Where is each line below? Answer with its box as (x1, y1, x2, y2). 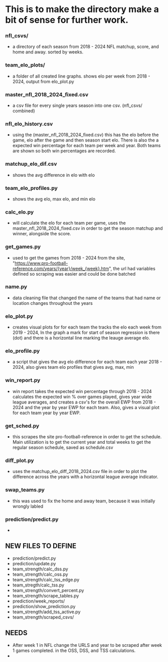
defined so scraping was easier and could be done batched (12, 271, 136, 277)
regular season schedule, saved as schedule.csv (12, 444, 114, 450)
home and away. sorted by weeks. (12, 49, 84, 55)
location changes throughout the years (12, 300, 93, 306)
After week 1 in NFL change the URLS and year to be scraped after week (12, 642, 162, 648)
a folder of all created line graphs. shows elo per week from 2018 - (12, 73, 150, 79)
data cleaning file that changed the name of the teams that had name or (12, 295, 161, 301)
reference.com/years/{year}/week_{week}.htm (12, 266, 109, 272)
